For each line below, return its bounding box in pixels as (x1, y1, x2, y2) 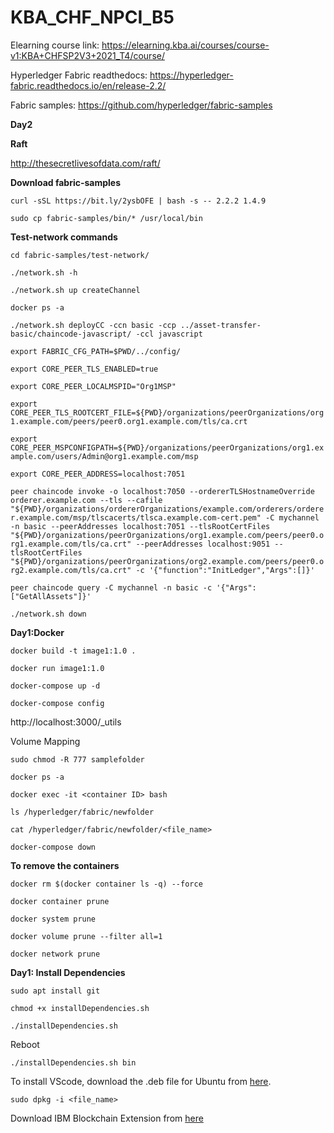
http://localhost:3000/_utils (10, 716, 122, 728)
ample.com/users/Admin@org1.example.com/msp (10, 451, 199, 461)
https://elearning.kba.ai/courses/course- (101, 39, 270, 51)
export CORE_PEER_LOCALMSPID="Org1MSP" (10, 381, 177, 391)
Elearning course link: (10, 39, 100, 51)
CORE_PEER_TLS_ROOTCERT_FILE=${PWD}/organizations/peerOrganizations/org (10, 407, 325, 418)
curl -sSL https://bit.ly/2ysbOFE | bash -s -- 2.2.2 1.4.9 (10, 196, 267, 206)
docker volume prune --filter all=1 (10, 931, 163, 941)
